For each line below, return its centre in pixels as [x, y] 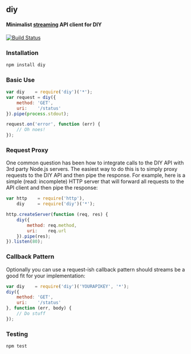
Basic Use [20, 80]
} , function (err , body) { [39, 308]
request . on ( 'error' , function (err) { [53, 124]
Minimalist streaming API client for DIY [54, 24]
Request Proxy [27, 150]
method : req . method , [52, 225]
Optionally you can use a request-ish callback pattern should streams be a [95, 269]
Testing [17, 334]
